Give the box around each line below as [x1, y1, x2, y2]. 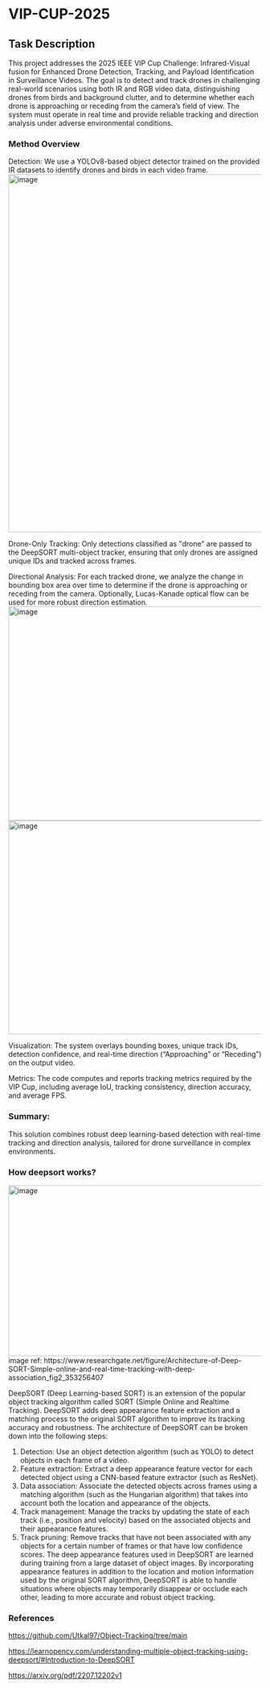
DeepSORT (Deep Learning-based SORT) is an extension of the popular [8, 1388, 247, 1398]
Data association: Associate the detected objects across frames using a [19, 1481, 258, 1491]
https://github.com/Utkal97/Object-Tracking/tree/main [8, 1631, 187, 1640]
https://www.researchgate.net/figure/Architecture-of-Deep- [43, 1355, 243, 1365]
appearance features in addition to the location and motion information [19, 1566, 255, 1576]
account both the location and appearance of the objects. [19, 1498, 211, 1507]
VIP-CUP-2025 [8, 5, 111, 23]
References [8, 1612, 55, 1624]
